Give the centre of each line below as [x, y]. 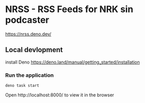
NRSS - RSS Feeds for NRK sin [69, 9]
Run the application [29, 75]
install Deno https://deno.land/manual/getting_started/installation [72, 62]
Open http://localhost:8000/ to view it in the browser [60, 95]
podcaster [27, 20]
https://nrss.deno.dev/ [28, 34]
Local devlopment [34, 50]
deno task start [22, 86]
